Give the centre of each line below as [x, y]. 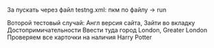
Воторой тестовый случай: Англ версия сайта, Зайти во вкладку [101, 23]
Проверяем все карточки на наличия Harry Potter [80, 37]
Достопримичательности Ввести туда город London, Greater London [107, 30]
